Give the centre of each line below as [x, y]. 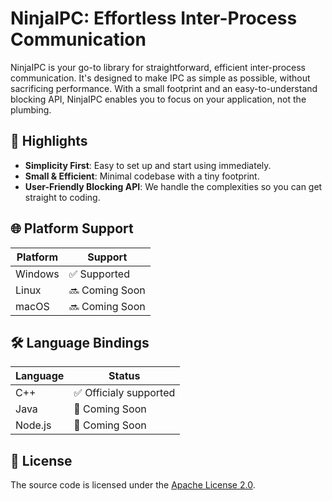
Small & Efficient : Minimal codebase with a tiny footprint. [142, 176]
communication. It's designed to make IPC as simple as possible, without [160, 78]
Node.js [33, 425]
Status [124, 376]
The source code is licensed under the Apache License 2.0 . [133, 485]
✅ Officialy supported [124, 393]
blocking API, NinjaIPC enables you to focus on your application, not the [158, 99]
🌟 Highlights [49, 141]
